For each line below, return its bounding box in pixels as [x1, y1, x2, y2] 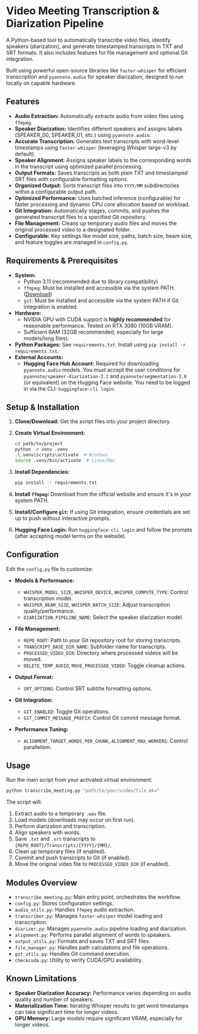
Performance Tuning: [14, 725, 69, 732]
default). [14, 150, 35, 157]
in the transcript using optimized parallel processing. [14, 163, 143, 170]
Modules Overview [6, 877, 77, 888]
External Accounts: [14, 353, 63, 360]
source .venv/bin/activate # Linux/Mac [14, 458, 116, 464]
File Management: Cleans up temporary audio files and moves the [14, 220, 177, 227]
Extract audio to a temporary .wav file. [14, 810, 108, 817]
